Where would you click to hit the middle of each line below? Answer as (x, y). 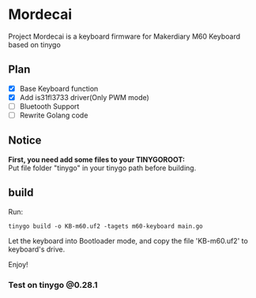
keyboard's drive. (37, 249)
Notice (25, 141)
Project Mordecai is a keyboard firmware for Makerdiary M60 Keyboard (124, 36)
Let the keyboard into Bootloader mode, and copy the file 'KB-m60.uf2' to (128, 240)
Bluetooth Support (49, 106)
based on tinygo (34, 44)
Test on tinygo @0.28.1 (53, 285)
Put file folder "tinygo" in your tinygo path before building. (102, 168)
